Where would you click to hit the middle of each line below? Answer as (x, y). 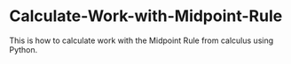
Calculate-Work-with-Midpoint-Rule (146, 16)
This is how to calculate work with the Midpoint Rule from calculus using (142, 40)
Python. (24, 49)
